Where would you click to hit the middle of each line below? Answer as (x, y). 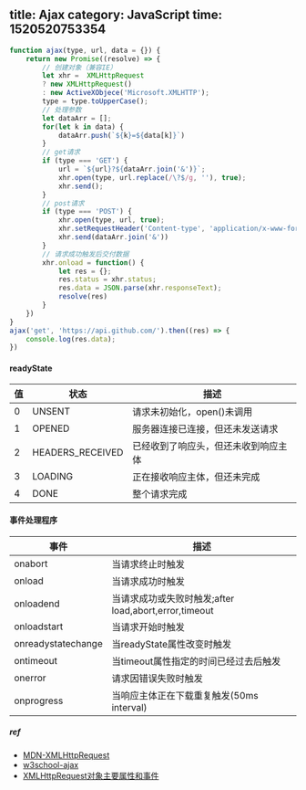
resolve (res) (82, 297)
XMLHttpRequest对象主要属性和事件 (91, 775)
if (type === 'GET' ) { (85, 161)
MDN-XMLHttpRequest (66, 755)
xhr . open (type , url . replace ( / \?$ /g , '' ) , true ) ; (152, 177)
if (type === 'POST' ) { (87, 212)
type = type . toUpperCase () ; (95, 101)
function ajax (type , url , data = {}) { (85, 50)
